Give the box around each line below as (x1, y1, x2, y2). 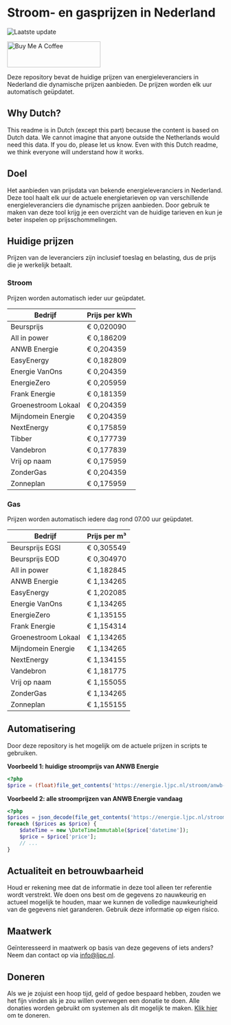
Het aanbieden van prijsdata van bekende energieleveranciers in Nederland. (7, 186, 223, 194)
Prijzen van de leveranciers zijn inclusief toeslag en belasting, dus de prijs (7, 254, 217, 262)
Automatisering (7, 723, 76, 735)
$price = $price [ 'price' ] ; (19, 833, 97, 840)
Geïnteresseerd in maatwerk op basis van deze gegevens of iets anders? (7, 944, 214, 952)
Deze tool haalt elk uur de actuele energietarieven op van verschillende (7, 193, 209, 201)
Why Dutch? (7, 108, 62, 119)
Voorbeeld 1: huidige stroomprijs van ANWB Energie (7, 762, 159, 770)
